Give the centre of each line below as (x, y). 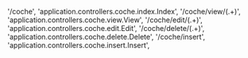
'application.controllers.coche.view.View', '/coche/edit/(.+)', (105, 20)
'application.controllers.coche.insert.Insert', (79, 45)
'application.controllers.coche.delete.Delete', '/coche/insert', (107, 37)
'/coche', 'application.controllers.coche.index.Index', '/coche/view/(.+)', (124, 12)
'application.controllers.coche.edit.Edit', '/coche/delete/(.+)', (106, 28)
